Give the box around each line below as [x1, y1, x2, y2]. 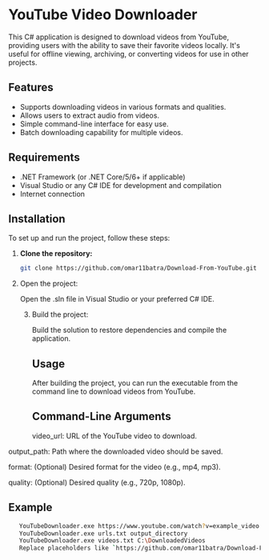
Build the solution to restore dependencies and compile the [31, 326, 227, 335]
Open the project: [19, 278, 78, 289]
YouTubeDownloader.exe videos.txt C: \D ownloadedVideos [18, 537, 206, 545]
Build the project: [31, 310, 89, 319]
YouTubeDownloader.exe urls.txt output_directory [18, 530, 188, 538]
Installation [8, 212, 66, 226]
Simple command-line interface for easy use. [19, 118, 169, 129]
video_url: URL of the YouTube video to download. [31, 430, 198, 441]
